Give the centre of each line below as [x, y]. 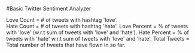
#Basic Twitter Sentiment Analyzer [49, 9]
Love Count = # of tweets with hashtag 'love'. [62, 20]
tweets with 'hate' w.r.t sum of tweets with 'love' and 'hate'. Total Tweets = [98, 39]
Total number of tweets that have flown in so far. [66, 45]
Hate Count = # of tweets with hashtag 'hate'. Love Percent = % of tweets [97, 26]
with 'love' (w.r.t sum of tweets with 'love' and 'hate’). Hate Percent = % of [98, 32]
